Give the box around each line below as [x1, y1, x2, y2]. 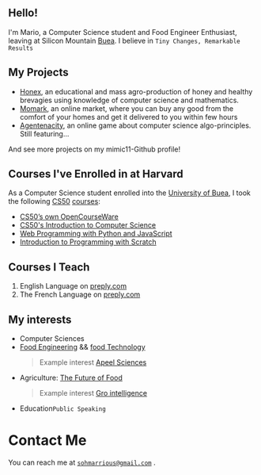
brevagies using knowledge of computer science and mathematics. [19, 95, 240, 105]
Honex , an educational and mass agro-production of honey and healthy [19, 86, 253, 96]
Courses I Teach [8, 260, 90, 274]
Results [8, 44, 34, 52]
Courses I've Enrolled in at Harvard [8, 167, 183, 181]
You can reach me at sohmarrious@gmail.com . [8, 458, 156, 467]
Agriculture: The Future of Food [19, 373, 123, 383]
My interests [8, 312, 72, 326]
